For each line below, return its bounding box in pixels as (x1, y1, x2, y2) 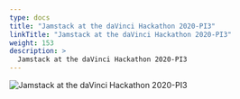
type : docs (9, 13, 51, 22)
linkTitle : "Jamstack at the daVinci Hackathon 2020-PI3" (9, 30, 232, 39)
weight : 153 (9, 38, 54, 48)
